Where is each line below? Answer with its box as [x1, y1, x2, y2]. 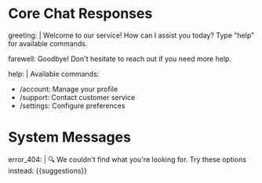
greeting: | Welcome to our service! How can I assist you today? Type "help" [8, 30, 255, 40]
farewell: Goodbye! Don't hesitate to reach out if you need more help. [8, 54, 231, 63]
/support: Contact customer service [19, 92, 136, 102]
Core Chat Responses [8, 5, 153, 23]
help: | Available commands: [8, 69, 100, 78]
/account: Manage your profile [19, 84, 118, 94]
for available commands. [8, 38, 88, 48]
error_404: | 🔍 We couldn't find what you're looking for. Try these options [8, 154, 247, 164]
